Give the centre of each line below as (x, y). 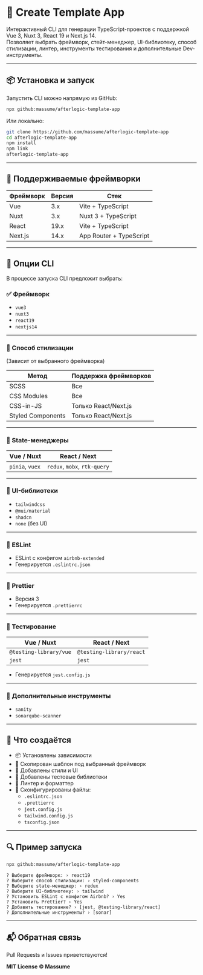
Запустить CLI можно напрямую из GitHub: (62, 98)
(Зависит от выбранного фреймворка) (56, 361)
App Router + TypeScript (114, 236)
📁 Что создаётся (39, 740)
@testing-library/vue (40, 652)
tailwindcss (30, 504)
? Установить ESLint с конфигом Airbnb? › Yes (66, 896)
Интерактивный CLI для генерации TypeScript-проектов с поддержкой (98, 29)
